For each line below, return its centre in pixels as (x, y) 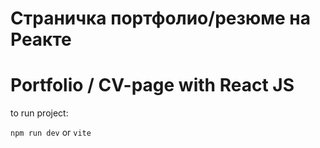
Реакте (41, 39)
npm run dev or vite (51, 133)
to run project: (39, 113)
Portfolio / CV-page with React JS (152, 85)
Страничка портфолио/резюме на (160, 18)
